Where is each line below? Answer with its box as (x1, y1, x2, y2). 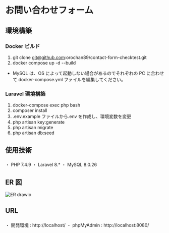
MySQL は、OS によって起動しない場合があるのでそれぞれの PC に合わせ (12, 70, 164, 76)
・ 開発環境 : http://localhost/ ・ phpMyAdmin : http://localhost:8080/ (5, 222, 149, 228)
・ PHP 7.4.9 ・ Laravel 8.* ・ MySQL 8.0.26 (5, 162, 97, 168)
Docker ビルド (5, 42, 40, 49)
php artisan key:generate (12, 119, 65, 125)
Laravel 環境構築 (5, 90, 46, 97)
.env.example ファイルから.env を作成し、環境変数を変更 (12, 113, 132, 120)
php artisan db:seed (12, 130, 54, 136)
